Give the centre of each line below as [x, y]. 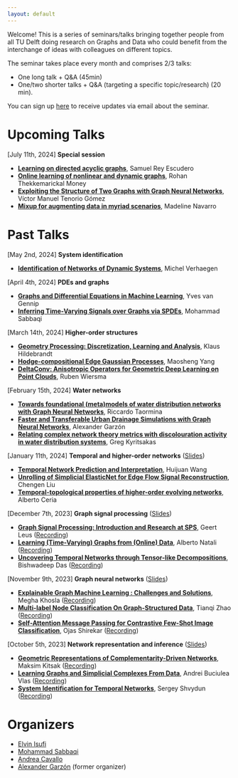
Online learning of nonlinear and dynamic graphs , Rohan [103, 176]
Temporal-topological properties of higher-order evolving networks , [120, 492]
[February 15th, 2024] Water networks [64, 390]
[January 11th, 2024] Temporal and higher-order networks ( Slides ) [106, 456]
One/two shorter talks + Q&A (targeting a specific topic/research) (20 [119, 84]
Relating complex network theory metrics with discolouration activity [122, 434]
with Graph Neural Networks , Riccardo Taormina [90, 411]
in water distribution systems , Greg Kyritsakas [87, 441]
